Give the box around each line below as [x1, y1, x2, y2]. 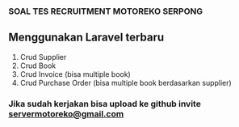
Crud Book [19, 61, 57, 70]
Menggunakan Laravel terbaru [8, 31, 165, 44]
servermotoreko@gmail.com [8, 108, 124, 119]
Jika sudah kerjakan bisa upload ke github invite [8, 98, 202, 109]
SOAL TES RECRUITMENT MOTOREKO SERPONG [8, 6, 203, 17]
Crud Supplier [19, 52, 67, 61]
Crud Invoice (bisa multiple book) [19, 69, 131, 78]
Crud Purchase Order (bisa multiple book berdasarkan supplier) [19, 78, 232, 87]
